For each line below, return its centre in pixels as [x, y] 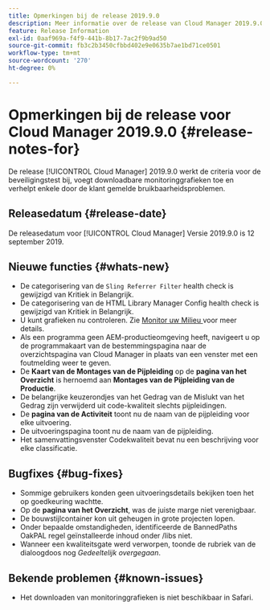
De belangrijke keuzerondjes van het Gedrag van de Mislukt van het [132, 397]
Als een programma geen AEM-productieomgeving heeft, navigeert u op [140, 338]
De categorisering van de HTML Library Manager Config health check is [139, 303]
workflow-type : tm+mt [45, 53]
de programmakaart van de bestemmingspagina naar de [113, 346]
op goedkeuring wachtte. [61, 502]
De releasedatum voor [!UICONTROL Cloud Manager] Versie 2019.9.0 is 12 [131, 233]
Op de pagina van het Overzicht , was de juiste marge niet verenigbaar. [138, 510]
